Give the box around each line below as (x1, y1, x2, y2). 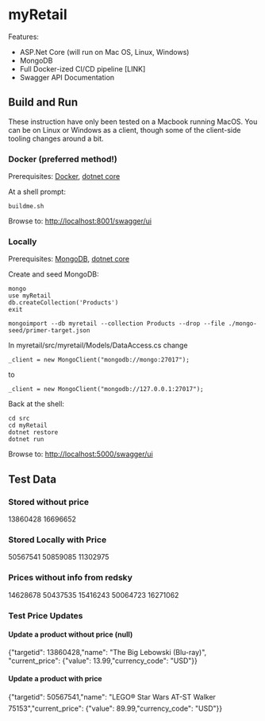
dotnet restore (8, 428, 59, 436)
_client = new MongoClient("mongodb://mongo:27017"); (8, 356, 190, 364)
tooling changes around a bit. (8, 134, 105, 143)
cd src (8, 415, 30, 423)
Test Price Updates (8, 610, 83, 621)
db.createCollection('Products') (8, 299, 119, 307)
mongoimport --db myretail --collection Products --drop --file (8, 320, 225, 328)
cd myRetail (8, 421, 48, 430)
